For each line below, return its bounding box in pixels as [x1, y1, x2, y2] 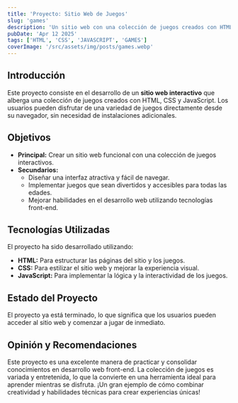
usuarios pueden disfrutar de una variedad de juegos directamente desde [7, 104, 223, 112]
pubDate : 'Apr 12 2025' [7, 30, 78, 38]
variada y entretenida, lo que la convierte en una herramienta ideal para [7, 373, 216, 382]
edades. [28, 188, 52, 197]
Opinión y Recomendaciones [7, 338, 137, 351]
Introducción [7, 70, 66, 82]
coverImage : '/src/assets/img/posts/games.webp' [7, 43, 154, 50]
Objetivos [7, 132, 51, 144]
